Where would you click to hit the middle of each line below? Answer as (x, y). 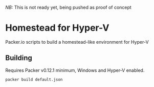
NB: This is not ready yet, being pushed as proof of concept (68, 7)
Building (19, 58)
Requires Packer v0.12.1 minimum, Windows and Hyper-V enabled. (75, 70)
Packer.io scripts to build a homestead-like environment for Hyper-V (77, 42)
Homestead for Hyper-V (57, 28)
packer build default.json (34, 79)
